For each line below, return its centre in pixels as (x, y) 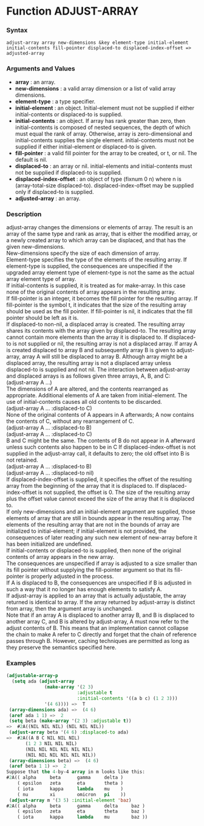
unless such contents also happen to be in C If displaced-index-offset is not (101, 447)
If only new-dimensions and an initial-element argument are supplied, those (101, 512)
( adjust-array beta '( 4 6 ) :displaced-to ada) (69, 732)
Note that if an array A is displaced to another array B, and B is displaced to (100, 615)
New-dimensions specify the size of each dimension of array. (83, 253)
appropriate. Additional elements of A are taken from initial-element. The (97, 395)
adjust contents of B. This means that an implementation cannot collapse (97, 628)
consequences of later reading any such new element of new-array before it (102, 538)
